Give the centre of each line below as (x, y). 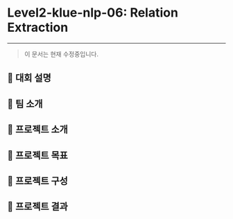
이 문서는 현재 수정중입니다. (61, 54)
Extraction (38, 27)
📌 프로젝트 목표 (37, 155)
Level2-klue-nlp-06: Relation (93, 13)
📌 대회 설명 (29, 78)
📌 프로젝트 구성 (37, 181)
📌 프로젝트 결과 (37, 207)
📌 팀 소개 (25, 104)
